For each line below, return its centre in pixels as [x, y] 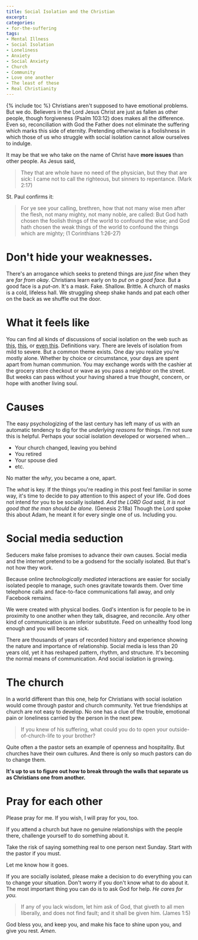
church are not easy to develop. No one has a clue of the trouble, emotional [98, 711]
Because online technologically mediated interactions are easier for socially [98, 579]
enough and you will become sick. [48, 628]
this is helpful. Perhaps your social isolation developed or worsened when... [98, 436]
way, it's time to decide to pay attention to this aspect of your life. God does [98, 496]
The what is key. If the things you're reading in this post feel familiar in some [99, 489]
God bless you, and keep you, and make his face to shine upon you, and [94, 924]
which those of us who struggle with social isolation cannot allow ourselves [98, 137]
